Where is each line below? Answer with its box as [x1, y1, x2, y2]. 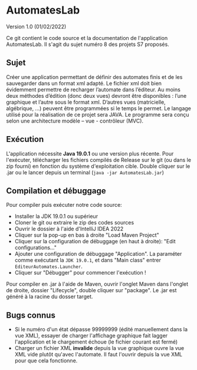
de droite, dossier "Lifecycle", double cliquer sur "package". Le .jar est [6, 287, 177, 294]
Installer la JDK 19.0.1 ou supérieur [14, 213, 98, 220]
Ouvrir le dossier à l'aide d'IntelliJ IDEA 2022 [14, 225, 124, 233]
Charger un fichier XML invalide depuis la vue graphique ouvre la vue [14, 345, 185, 352]
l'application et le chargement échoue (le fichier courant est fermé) [14, 338, 178, 345]
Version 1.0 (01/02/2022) [6, 23, 67, 30]
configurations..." [14, 244, 57, 251]
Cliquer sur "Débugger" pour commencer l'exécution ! [14, 269, 146, 276]
